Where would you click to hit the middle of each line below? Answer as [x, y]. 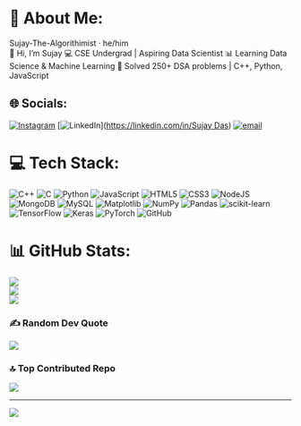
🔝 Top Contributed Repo [63, 368]
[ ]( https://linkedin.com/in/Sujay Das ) [144, 125]
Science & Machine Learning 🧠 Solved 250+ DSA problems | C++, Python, [146, 65]
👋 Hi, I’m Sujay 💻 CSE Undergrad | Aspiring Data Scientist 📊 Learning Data [148, 53]
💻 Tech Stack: [64, 162]
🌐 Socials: [39, 103]
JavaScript [29, 75]
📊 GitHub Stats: [70, 251]
